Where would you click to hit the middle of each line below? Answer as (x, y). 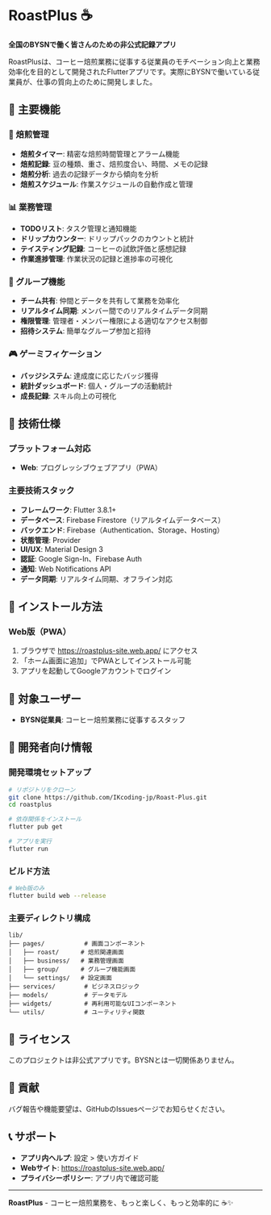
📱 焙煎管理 (29, 135)
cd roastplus (30, 805)
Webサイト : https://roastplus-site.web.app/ (92, 1167)
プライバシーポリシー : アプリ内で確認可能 (89, 1178)
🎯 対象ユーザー (45, 699)
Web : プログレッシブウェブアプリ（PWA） (91, 468)
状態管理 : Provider (50, 540)
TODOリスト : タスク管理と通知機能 (78, 228)
